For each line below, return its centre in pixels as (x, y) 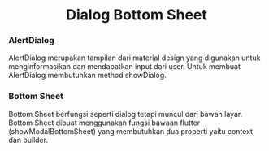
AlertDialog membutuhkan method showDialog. (87, 75)
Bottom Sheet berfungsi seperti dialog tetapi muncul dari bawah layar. (126, 114)
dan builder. (28, 140)
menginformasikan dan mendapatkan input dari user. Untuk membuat (125, 67)
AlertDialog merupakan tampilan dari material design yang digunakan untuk (134, 58)
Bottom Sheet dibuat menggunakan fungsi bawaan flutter (104, 123)
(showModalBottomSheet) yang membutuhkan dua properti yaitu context (131, 131)
